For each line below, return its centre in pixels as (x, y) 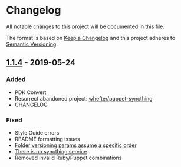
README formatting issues (47, 139)
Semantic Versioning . (32, 44)
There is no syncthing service (51, 151)
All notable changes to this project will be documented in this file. (85, 26)
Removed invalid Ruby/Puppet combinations (68, 158)
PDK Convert (30, 92)
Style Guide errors (37, 132)
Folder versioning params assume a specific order (75, 145)
